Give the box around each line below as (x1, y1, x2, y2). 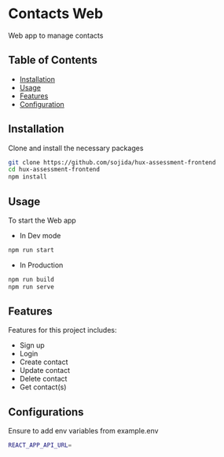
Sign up (19, 341, 45, 350)
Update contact (19, 366, 71, 375)
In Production (19, 260, 64, 270)
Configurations (8, 405, 84, 418)
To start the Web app (8, 216, 76, 225)
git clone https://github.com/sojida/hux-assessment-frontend (8, 158, 216, 166)
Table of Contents (8, 53, 98, 67)
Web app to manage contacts (8, 31, 104, 40)
